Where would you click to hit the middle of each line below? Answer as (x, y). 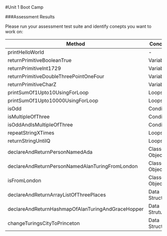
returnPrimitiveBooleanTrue (40, 60)
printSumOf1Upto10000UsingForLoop (53, 100)
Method (76, 44)
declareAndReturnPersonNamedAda (50, 152)
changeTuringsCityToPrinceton (44, 223)
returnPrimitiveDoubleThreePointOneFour (56, 76)
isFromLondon (24, 180)
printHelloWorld (26, 52)
